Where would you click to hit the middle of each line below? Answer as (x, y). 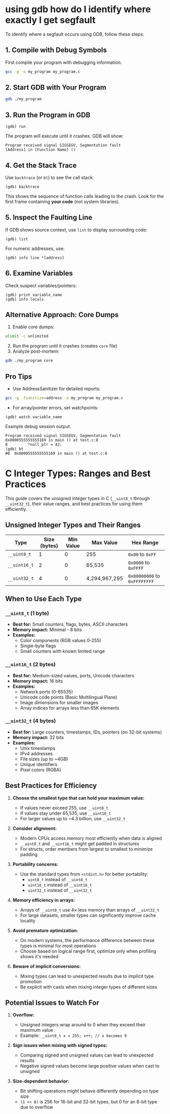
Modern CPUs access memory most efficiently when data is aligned (91, 838)
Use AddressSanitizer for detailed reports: (56, 389)
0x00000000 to (144, 576)
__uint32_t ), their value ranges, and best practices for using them (74, 504)
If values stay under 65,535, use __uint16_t (66, 813)
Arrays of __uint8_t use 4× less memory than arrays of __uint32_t (90, 910)
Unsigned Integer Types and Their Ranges (73, 525)
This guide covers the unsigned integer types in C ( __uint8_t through (78, 498)
